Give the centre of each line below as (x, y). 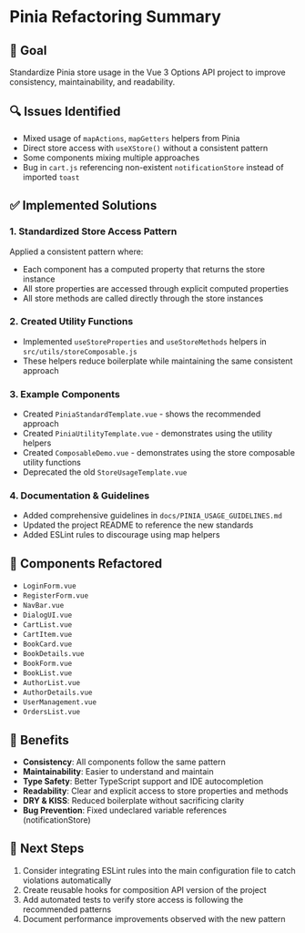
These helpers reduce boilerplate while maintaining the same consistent (158, 361)
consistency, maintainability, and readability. (92, 82)
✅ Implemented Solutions (83, 205)
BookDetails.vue (53, 654)
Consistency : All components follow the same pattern (124, 762)
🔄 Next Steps (47, 849)
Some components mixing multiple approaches (111, 158)
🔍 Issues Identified (65, 112)
